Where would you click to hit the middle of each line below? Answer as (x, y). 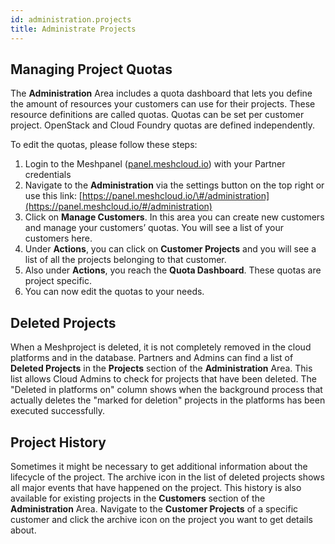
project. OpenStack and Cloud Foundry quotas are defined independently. (162, 125)
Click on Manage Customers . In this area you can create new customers (174, 217)
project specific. (58, 281)
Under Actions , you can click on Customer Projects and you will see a (170, 249)
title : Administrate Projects (73, 29)
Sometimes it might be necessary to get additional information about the (159, 466)
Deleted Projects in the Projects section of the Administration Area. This (161, 368)
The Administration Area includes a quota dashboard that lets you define (161, 93)
